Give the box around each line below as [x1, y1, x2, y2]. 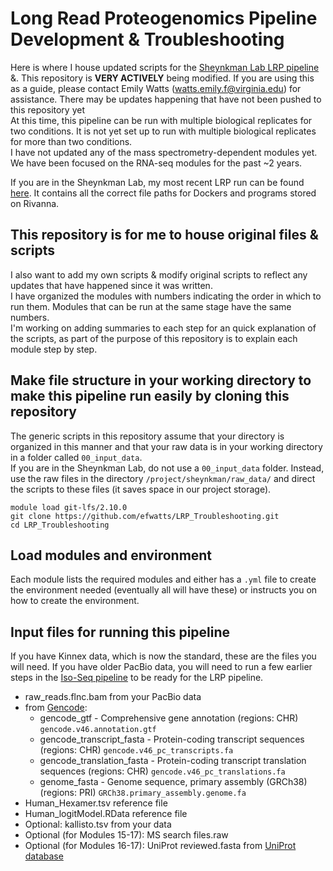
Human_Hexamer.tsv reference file [24, 797, 168, 809]
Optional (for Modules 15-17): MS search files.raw [24, 829, 229, 841]
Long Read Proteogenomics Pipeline [10, 7, 318, 30]
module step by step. [10, 343, 98, 355]
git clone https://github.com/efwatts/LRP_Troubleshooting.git [10, 511, 280, 521]
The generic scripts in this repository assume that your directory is [10, 430, 285, 442]
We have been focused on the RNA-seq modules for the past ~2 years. [10, 157, 303, 169]
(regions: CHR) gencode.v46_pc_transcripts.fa [39, 744, 234, 756]
